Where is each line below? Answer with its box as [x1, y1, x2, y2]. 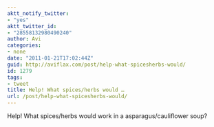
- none [7, 49, 26, 56]
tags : [7, 73, 23, 81]
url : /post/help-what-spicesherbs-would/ [7, 93, 128, 100]
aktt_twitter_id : [7, 23, 57, 30]
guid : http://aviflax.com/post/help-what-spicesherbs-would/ [7, 61, 186, 68]
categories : [7, 42, 41, 49]
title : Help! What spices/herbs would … [7, 86, 125, 93]
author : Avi [7, 36, 41, 43]
